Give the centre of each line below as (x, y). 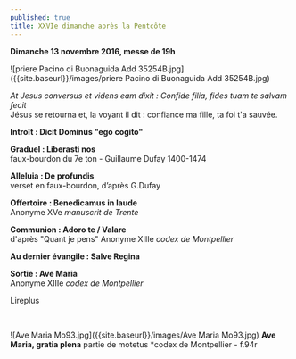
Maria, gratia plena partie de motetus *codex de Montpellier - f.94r (134, 344)
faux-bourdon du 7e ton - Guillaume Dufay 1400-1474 (108, 158)
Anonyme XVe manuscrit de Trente (74, 212)
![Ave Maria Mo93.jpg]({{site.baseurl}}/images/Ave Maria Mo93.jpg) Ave (143, 335)
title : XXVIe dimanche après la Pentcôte (88, 26)
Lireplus (25, 300)
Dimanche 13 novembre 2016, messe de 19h (93, 51)
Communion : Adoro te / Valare (68, 230)
